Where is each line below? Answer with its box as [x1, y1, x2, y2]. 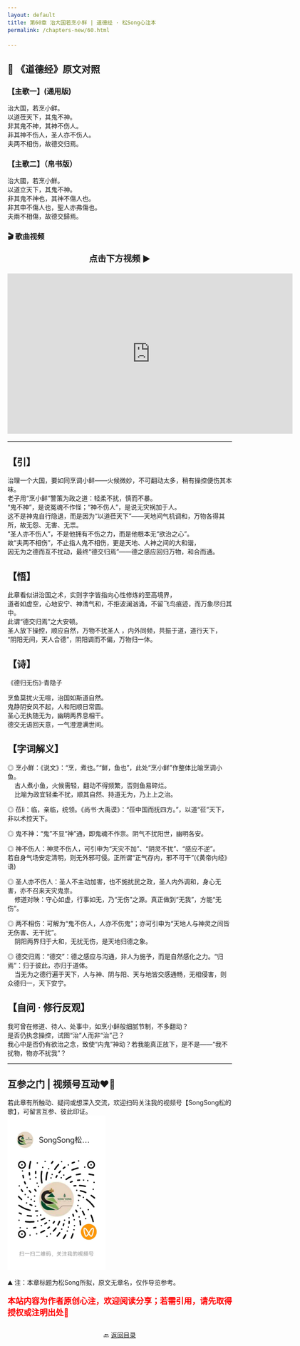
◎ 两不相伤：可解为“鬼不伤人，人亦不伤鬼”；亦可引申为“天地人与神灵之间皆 [7, 919, 230, 928]
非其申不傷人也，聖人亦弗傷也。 [7, 203, 101, 212]
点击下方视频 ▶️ [88, 253, 151, 265]
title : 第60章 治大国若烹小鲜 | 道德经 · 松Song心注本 [7, 19, 157, 26]
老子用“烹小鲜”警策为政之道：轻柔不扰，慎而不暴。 [7, 494, 157, 502]
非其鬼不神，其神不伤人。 [7, 121, 83, 130]
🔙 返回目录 [103, 1330, 137, 1339]
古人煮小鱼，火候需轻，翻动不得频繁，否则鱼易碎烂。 [14, 781, 171, 790]
